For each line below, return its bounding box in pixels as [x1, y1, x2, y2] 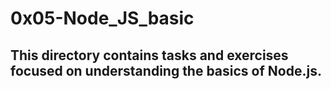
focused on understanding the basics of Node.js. [10, 62, 322, 79]
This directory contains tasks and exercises [10, 47, 289, 64]
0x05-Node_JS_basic [10, 7, 195, 30]
